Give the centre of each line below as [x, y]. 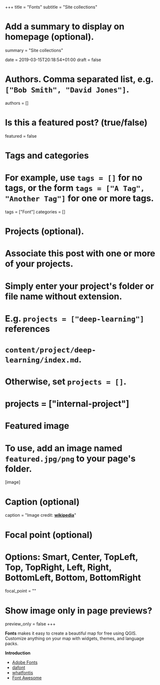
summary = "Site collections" [34, 50]
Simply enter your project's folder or [80, 286]
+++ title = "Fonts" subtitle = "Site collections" [51, 7]
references [28, 329]
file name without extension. [64, 296]
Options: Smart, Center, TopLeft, [72, 557]
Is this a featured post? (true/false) [76, 123]
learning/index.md [42, 360]
